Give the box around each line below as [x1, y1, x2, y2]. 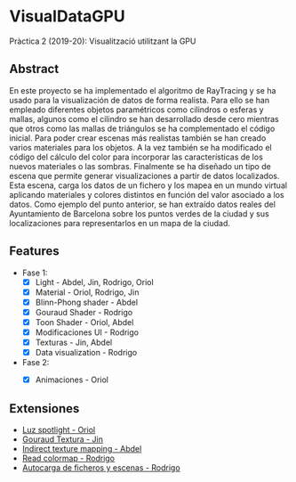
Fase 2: [21, 357, 50, 368]
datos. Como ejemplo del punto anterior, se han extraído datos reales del [9, 199, 276, 209]
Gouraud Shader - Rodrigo [35, 306, 133, 317]
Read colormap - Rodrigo [21, 453, 116, 463]
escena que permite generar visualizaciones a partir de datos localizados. [9, 170, 280, 181]
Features [9, 243, 60, 259]
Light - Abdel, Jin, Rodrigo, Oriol [35, 276, 154, 287]
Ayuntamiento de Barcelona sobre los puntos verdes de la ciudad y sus [9, 208, 269, 219]
